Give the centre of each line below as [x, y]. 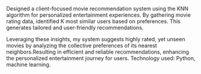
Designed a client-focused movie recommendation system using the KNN [97, 9]
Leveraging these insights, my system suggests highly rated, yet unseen [96, 39]
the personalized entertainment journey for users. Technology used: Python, [101, 58]
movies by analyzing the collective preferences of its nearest [82, 45]
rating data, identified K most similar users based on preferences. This [93, 21]
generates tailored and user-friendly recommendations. [75, 27]
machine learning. [29, 64]
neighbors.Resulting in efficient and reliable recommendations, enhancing [98, 52]
